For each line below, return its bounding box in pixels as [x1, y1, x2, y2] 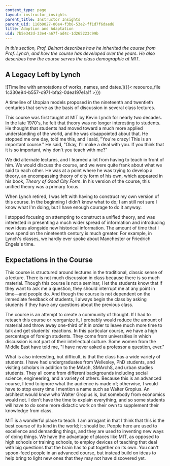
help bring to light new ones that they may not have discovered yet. [5, 455, 146, 461]
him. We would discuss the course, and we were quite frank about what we [5, 162, 162, 168]
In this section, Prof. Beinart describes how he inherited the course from [5, 45, 156, 51]
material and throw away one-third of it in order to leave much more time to [5, 322, 162, 328]
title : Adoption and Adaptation [5, 26, 74, 31]
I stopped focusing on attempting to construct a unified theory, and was [5, 214, 155, 220]
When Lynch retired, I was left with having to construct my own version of [5, 193, 159, 199]
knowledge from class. [5, 407, 53, 414]
